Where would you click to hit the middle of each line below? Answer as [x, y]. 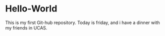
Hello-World [31, 9]
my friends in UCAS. [26, 27]
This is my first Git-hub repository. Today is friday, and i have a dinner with [83, 22]
